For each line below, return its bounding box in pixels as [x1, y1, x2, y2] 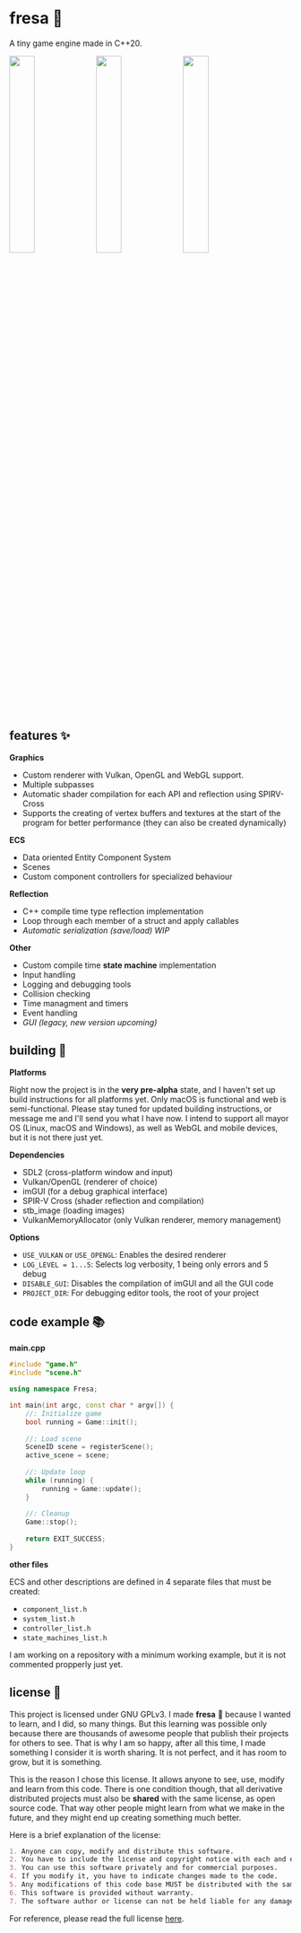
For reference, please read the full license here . [9, 1912, 185, 1924]
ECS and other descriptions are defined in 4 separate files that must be [9, 1576, 271, 1587]
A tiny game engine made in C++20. [9, 38, 142, 48]
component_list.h [21, 1604, 88, 1614]
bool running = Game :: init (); [25, 1418, 139, 1427]
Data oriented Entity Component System [21, 852, 172, 863]
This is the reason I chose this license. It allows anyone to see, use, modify [9, 1773, 285, 1785]
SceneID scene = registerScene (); [25, 1443, 154, 1452]
